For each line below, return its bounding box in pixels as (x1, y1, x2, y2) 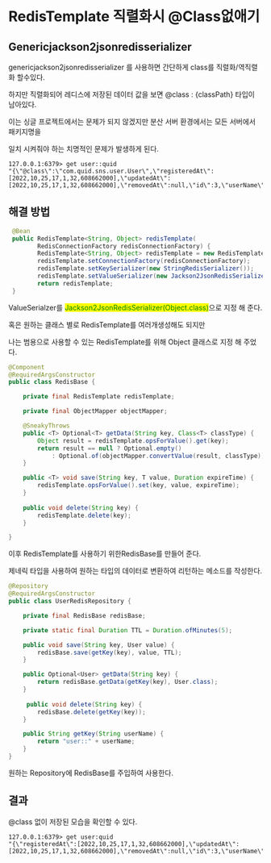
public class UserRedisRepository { (8, 598, 131, 606)
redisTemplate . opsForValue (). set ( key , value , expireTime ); (37, 482, 240, 490)
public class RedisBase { (8, 378, 95, 386)
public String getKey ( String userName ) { (23, 730, 164, 738)
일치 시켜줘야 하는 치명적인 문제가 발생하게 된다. (8, 144, 160, 153)
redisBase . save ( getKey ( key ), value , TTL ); (37, 648, 182, 657)
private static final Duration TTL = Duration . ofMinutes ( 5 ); (23, 626, 233, 634)
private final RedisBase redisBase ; (23, 611, 147, 619)
